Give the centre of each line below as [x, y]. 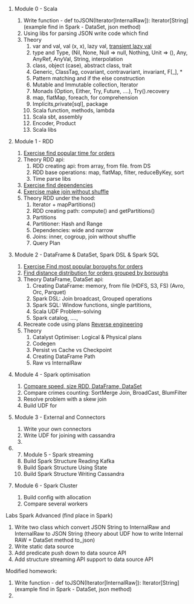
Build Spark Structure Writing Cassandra [74, 474]
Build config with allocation [57, 497]
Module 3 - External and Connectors [60, 417]
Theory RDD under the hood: [60, 198]
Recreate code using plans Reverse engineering [83, 324]
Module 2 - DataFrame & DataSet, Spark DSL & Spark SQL [87, 255]
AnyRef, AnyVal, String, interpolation [78, 59]
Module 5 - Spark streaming [58, 455]
